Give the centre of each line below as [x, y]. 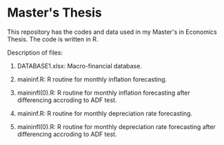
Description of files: [35, 52]
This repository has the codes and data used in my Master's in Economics [112, 32]
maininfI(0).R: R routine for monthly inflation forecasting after [104, 93]
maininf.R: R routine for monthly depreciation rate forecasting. [105, 113]
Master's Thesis [54, 13]
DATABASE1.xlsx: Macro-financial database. [80, 66]
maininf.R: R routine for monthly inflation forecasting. [92, 79]
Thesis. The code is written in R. [53, 39]
